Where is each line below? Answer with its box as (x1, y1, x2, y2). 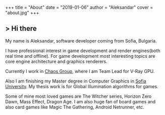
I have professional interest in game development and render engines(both (5, 48, 160, 54)
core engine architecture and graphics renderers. (5, 58, 107, 64)
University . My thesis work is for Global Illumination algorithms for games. (5, 83, 158, 89)
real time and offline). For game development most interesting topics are (5, 53, 155, 59)
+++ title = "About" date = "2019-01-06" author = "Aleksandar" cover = (5, 5, 153, 10)
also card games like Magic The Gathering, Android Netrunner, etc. (5, 104, 145, 110)
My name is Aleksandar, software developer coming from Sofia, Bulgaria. (5, 37, 157, 44)
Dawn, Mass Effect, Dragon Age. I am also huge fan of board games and (5, 98, 156, 104)
